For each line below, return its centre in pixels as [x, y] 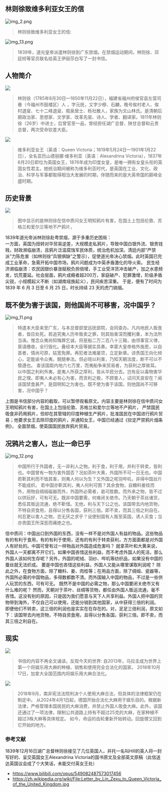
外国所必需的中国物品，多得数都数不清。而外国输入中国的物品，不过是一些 [82, 577]
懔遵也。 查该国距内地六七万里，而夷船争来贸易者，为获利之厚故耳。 [88, 366]
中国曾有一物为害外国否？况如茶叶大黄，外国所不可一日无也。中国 [94, 472]
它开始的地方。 [33, 725]
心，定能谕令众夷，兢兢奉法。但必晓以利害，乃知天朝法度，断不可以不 [90, 359]
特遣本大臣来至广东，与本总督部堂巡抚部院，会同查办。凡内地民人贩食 [90, 328]
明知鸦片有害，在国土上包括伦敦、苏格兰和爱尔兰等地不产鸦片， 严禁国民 [84, 407]
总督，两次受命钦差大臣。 [44, 129]
